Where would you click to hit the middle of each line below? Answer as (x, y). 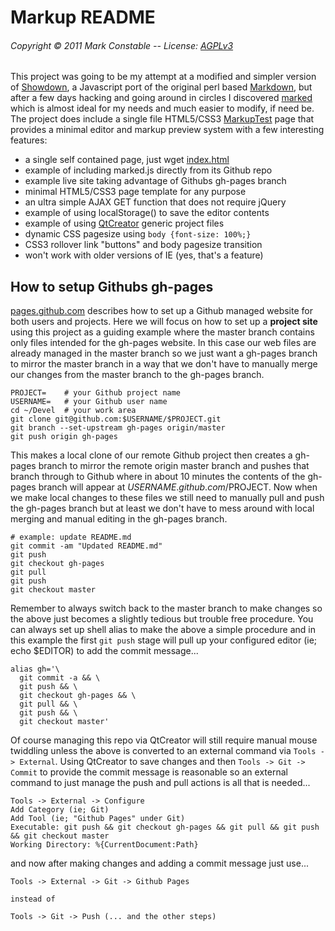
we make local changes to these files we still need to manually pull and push (167, 498)
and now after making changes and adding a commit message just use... (160, 863)
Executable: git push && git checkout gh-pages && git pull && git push (165, 827)
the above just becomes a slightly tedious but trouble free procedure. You (162, 619)
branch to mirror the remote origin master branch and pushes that (174, 466)
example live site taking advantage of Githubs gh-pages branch (155, 181)
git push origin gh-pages (64, 437)
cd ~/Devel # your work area (73, 411)
